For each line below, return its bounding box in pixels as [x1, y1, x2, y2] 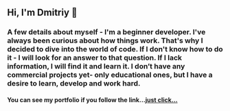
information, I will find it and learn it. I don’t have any [7, 62, 185, 71]
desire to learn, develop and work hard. [7, 79, 141, 88]
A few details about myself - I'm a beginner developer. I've [7, 27, 206, 37]
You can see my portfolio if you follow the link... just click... [7, 95, 178, 103]
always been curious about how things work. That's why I [7, 36, 204, 45]
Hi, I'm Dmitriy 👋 [7, 7, 78, 18]
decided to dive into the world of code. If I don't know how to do [7, 45, 223, 54]
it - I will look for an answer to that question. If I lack [7, 53, 183, 62]
